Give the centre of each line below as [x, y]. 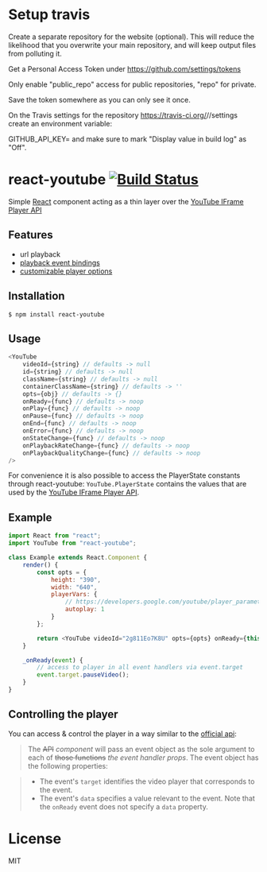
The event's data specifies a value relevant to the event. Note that [147, 798]
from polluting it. [35, 53]
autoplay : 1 [85, 610]
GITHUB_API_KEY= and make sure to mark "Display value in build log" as [128, 139]
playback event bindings [60, 262]
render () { [41, 565]
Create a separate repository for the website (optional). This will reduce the [131, 37]
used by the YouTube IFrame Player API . [74, 492]
